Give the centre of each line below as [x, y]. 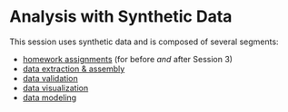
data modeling [50, 98]
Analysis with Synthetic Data [121, 17]
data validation [50, 78]
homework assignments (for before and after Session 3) [128, 59]
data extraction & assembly [74, 69]
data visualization [55, 88]
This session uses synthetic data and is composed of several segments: [144, 42]
